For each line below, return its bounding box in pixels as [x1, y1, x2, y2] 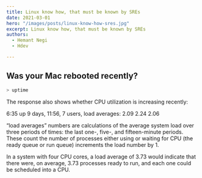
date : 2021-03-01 [6, 15, 51, 21]
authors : [6, 32, 29, 38]
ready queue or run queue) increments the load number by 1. [6, 141, 159, 148]
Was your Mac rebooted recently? [6, 71, 139, 81]
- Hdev [12, 43, 29, 49]
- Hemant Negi [12, 37, 48, 43]
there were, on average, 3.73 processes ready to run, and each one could [6, 159, 192, 166]
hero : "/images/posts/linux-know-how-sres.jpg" [6, 20, 130, 26]
